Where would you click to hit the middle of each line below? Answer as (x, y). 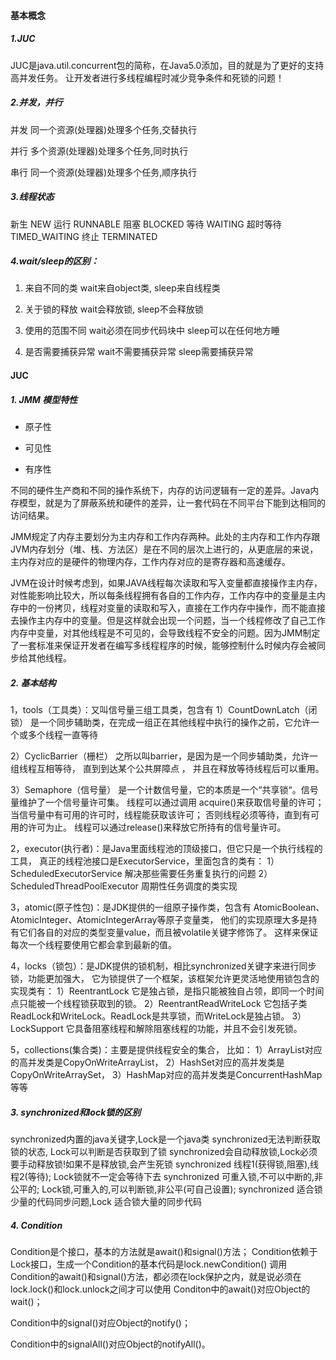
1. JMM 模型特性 (44, 399)
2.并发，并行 (36, 102)
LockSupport (37, 1028)
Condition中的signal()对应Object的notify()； (100, 1322)
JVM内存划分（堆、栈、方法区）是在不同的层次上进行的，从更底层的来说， (164, 549)
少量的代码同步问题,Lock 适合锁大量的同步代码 (106, 1201)
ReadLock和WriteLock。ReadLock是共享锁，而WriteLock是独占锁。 (150, 1016)
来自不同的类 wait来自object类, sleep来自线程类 (122, 288)
